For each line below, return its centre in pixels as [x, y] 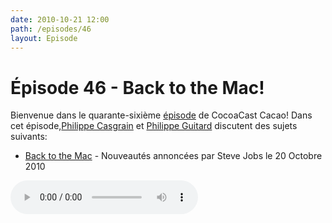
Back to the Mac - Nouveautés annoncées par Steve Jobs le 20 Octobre [173, 156]
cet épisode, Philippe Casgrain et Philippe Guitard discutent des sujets [154, 126]
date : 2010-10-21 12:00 [60, 19]
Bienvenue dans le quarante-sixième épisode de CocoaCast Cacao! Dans [161, 115]
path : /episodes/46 [51, 29]
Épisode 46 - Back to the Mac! [137, 87]
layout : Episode [44, 38]
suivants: [29, 137]
